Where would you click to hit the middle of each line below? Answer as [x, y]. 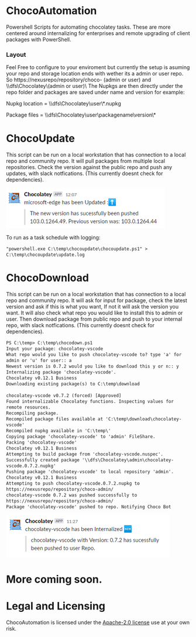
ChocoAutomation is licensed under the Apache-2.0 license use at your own [98, 622]
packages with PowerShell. [39, 39]
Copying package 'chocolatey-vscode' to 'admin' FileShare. [81, 437]
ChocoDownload [48, 278]
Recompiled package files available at [55, 419]
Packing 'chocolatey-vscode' [42, 443]
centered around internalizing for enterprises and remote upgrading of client [98, 33]
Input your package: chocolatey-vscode [55, 349]
